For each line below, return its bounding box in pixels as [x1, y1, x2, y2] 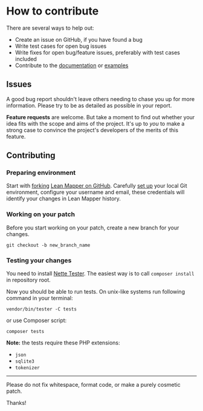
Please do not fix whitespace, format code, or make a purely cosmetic [6, 381, 181, 389]
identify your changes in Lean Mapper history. [6, 195, 121, 202]
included [14, 55, 37, 62]
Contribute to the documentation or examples [14, 62, 129, 69]
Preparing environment [6, 168, 76, 177]
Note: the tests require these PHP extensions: [6, 339, 120, 346]
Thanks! [6, 399, 27, 407]
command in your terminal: [6, 295, 73, 302]
